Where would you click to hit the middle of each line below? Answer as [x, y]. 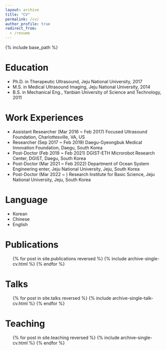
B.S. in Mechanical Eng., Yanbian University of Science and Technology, [87, 92]
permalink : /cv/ [22, 19]
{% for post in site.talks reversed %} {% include [62, 298]
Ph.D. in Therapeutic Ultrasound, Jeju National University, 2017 [77, 81]
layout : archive [22, 10]
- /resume [20, 33]
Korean [20, 214]
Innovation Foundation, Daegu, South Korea [57, 147]
